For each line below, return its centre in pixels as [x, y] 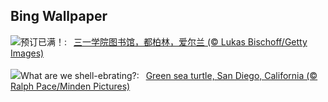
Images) [27, 53]
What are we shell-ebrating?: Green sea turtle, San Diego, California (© [169, 75]
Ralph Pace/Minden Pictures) [70, 86]
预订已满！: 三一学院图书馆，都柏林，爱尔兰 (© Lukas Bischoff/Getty [164, 41]
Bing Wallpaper [59, 16]
